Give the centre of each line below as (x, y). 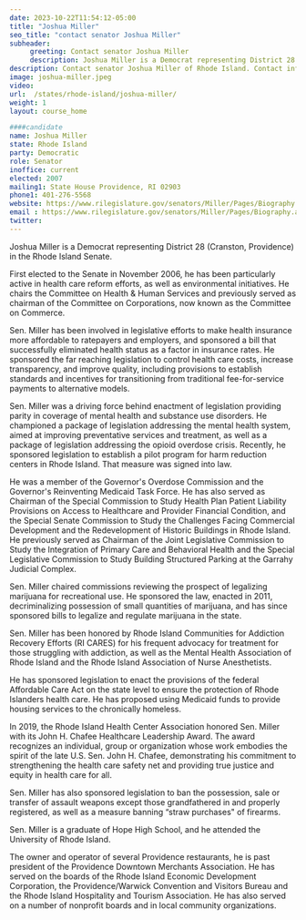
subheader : (30, 43)
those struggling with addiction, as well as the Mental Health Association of (151, 652)
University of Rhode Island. (60, 839)
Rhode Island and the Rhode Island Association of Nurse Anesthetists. (141, 662)
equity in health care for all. (61, 774)
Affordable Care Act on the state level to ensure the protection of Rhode (144, 690)
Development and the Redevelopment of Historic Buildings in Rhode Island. (150, 530)
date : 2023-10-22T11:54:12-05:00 (73, 18)
